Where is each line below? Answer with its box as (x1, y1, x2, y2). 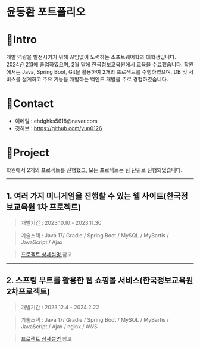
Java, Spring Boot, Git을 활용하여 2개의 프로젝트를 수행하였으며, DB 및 (21, 68, 187, 76)
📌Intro (6, 33, 37, 46)
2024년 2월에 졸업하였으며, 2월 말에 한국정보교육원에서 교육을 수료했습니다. (6, 61, 183, 68)
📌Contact (6, 97, 54, 111)
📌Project (6, 146, 49, 159)
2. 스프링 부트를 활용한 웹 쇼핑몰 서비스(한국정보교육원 (6, 275, 193, 286)
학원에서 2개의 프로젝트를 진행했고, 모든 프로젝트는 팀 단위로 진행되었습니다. (6, 167, 183, 173)
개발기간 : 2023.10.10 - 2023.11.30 (20, 219, 102, 226)
